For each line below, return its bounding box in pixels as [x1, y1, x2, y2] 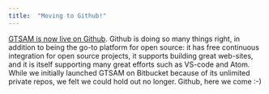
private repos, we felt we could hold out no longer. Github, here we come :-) [8, 76, 262, 86]
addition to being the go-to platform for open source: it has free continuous [8, 42, 259, 52]
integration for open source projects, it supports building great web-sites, [8, 51, 254, 60]
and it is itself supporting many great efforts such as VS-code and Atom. [8, 59, 250, 69]
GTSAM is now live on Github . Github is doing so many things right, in [8, 34, 241, 43]
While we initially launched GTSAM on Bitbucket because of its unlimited [8, 67, 250, 77]
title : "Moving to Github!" [8, 11, 107, 20]
